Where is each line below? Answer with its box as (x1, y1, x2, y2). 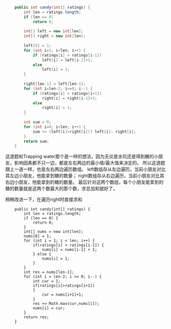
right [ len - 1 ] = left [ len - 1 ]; (24, 81, 86, 86)
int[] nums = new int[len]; (24, 229, 83, 234)
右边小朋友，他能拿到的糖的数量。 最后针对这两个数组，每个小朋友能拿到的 (5, 179, 164, 185)
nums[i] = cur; (32, 306, 66, 311)
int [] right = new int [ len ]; (24, 33, 86, 39)
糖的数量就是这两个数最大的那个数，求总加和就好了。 (5, 186, 118, 192)
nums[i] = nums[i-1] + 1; (41, 247, 97, 252)
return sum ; (24, 139, 50, 144)
